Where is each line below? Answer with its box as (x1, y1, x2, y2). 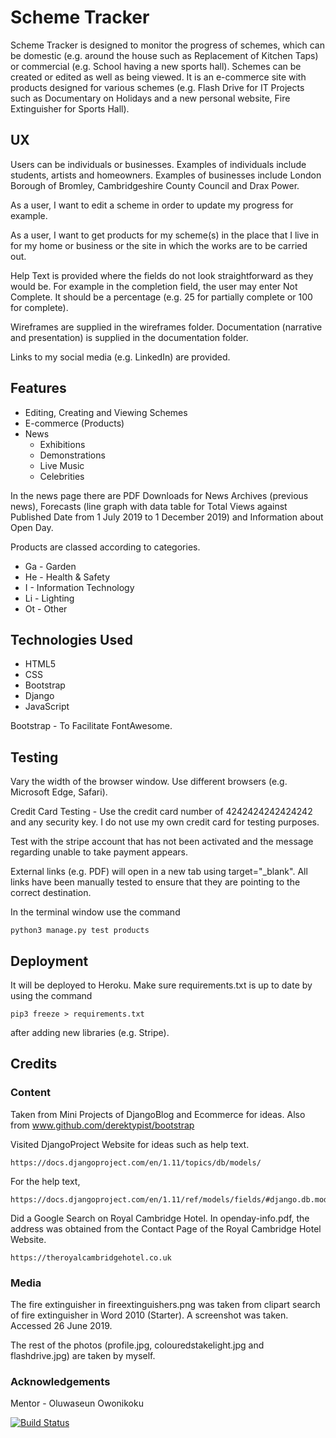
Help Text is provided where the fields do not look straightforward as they (10, 269, 314, 281)
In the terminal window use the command (10, 906, 181, 918)
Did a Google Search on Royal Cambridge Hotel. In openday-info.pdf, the (10, 1212, 310, 1224)
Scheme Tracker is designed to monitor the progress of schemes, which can (10, 39, 326, 51)
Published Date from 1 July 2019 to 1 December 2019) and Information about (10, 511, 324, 523)
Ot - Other (24, 602, 68, 615)
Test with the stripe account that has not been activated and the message (10, 836, 314, 848)
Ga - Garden (24, 560, 77, 572)
